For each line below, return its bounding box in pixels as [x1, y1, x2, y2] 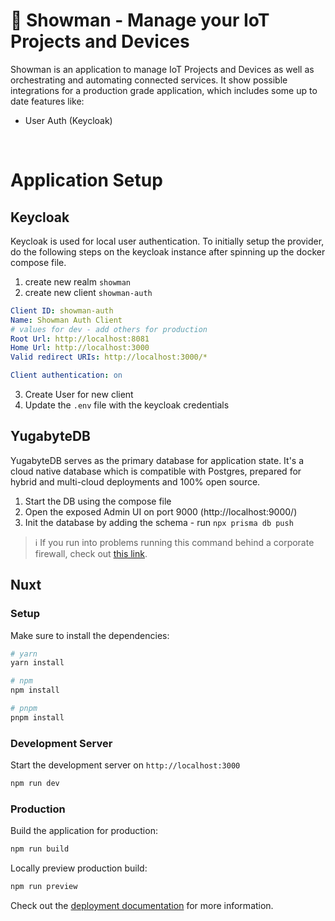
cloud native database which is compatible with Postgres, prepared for [10, 465, 302, 477]
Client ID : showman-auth [10, 305, 114, 316]
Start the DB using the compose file [24, 495, 172, 507]
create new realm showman [24, 275, 132, 288]
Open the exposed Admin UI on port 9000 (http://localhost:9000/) [24, 505, 298, 518]
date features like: [10, 95, 85, 107]
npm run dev [10, 779, 60, 789]
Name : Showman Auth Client [10, 315, 123, 325]
